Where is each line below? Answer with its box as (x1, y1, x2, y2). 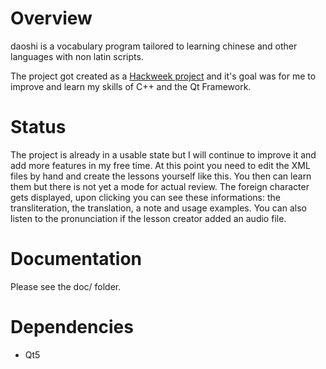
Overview (10, 7, 93, 30)
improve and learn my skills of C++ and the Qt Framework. (10, 80, 252, 92)
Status (10, 116, 67, 139)
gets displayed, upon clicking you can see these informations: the (10, 191, 281, 203)
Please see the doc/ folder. (10, 280, 122, 292)
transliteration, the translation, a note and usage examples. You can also (10, 202, 307, 214)
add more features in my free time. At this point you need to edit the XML (10, 159, 311, 171)
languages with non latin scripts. (10, 50, 144, 62)
